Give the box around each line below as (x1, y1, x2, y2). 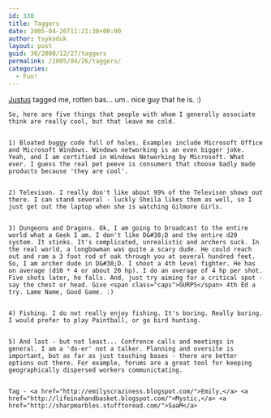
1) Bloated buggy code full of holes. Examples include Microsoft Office (8, 139, 264, 147)
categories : (8, 65, 49, 73)
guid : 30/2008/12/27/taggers (8, 50, 107, 58)
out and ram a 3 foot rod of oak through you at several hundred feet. (8, 252, 256, 261)
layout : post (8, 42, 53, 50)
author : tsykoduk (8, 34, 67, 43)
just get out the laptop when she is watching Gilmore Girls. (8, 202, 223, 211)
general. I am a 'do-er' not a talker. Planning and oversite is (8, 344, 234, 353)
